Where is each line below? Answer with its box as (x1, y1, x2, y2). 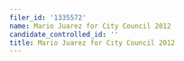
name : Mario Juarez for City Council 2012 (9, 22, 171, 30)
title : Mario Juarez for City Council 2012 (9, 38, 176, 48)
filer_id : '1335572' (9, 13, 87, 22)
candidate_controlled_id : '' (9, 30, 119, 39)
